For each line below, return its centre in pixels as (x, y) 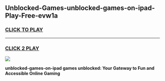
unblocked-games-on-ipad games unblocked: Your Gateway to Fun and (80, 68)
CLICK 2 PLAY (22, 48)
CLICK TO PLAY (24, 30)
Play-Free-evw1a (31, 16)
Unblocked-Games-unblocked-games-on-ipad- (80, 8)
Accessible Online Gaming (33, 73)
